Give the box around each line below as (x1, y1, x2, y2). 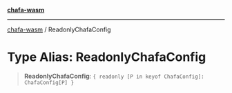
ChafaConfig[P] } (23, 79, 75, 86)
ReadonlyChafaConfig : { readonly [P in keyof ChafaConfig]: (23, 72, 205, 80)
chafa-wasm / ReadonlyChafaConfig (7, 25, 112, 34)
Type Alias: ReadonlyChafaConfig (7, 49, 206, 65)
